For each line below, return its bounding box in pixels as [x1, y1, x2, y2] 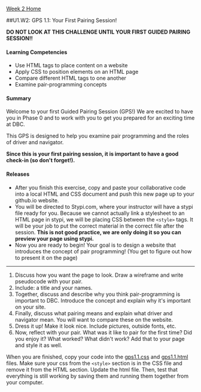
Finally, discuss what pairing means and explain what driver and [14, 309, 173, 317]
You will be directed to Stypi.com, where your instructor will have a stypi [14, 203, 193, 210]
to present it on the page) [14, 254, 78, 261]
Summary [6, 94, 31, 101]
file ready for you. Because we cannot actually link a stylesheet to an [14, 210, 185, 217]
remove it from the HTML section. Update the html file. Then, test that [6, 366, 178, 373]
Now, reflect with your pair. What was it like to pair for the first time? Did [14, 328, 193, 336]
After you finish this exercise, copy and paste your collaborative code [14, 184, 186, 191]
